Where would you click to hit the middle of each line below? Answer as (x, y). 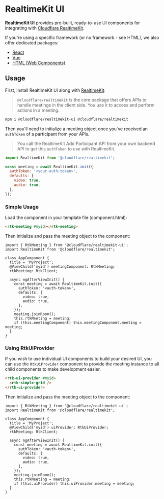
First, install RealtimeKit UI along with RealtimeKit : (55, 90)
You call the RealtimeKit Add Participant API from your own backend (86, 143)
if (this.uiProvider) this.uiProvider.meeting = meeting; (74, 483)
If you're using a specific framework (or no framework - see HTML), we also (82, 37)
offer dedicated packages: (32, 42)
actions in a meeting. (38, 110)
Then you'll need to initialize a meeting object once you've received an (77, 129)
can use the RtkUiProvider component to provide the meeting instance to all (82, 364)
